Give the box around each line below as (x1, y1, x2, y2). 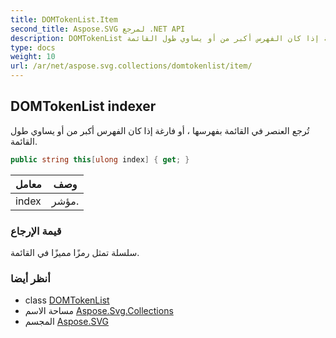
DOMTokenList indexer (10, 98, 157, 115)
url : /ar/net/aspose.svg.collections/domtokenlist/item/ (10, 61, 253, 71)
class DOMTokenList (24, 294, 110, 306)
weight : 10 (10, 52, 56, 62)
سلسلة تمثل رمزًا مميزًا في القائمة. (10, 246, 140, 258)
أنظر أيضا (10, 271, 51, 285)
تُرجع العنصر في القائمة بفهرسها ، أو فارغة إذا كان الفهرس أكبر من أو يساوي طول (10, 124, 310, 136)
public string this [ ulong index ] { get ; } (10, 154, 190, 165)
